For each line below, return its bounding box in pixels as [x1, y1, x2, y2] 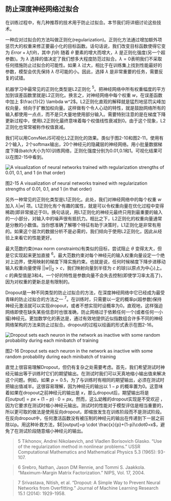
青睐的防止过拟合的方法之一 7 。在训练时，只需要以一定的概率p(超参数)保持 [5, 295, 162, 302]
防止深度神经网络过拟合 [5, 5, 79, 14]
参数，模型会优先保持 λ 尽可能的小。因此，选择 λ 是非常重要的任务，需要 [5, 68, 159, 74]
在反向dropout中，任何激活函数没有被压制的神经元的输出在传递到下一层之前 [5, 415, 164, 421]
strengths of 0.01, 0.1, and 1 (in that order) [5, 186, 93, 192]
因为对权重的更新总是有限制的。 [5, 279, 72, 285]
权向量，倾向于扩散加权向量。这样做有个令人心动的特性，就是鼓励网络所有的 [5, 105, 166, 111]
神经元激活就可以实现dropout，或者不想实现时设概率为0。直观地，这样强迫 [5, 303, 163, 309]
